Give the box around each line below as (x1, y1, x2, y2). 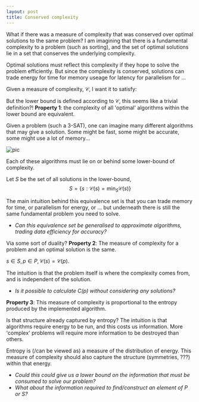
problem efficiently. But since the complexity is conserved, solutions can (6, 67, 185, 74)
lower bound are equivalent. (6, 110, 75, 117)
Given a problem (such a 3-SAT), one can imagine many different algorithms (6, 121, 194, 129)
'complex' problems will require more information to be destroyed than (6, 329, 179, 336)
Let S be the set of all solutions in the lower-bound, (6, 175, 132, 182)
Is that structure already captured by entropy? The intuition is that (6, 317, 167, 324)
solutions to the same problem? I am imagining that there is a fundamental (6, 37, 188, 44)
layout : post (6, 8, 39, 15)
